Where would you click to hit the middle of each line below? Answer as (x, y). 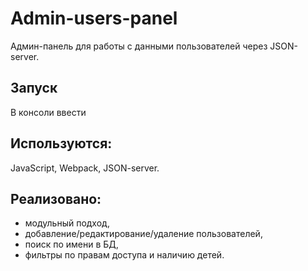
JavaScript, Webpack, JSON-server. (85, 168)
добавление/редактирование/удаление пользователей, (143, 234)
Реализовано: (56, 198)
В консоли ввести (48, 112)
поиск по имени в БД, (71, 244)
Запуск (34, 88)
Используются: (61, 143)
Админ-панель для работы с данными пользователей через (139, 46)
